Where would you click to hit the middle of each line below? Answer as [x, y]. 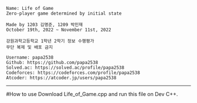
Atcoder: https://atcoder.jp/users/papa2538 [61, 78]
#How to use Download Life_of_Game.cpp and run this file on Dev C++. [92, 94]
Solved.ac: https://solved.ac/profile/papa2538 [65, 68]
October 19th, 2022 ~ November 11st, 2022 [59, 30]
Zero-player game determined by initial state [64, 13]
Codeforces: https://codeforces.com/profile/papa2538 [73, 73]
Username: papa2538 [30, 58]
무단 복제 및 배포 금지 [30, 47]
